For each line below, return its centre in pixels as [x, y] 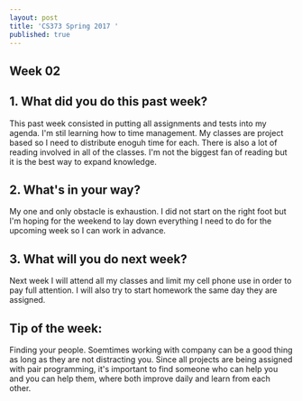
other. [20, 388]
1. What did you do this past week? [109, 101]
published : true [40, 34]
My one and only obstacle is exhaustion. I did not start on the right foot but [148, 212]
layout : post [34, 18]
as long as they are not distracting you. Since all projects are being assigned [151, 360]
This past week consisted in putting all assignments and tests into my [138, 123]
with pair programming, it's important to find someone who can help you [144, 369]
